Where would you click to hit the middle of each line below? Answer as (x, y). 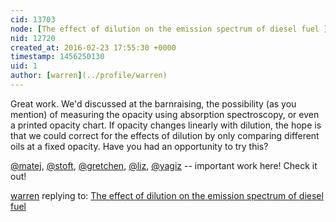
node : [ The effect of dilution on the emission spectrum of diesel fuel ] (169, 29)
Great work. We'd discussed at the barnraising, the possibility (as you (153, 103)
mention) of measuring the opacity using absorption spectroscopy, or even (165, 114)
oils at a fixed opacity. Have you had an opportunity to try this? (139, 146)
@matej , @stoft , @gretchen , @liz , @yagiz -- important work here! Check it (164, 165)
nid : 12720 (33, 38)
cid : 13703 (33, 19)
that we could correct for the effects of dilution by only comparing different (165, 135)
